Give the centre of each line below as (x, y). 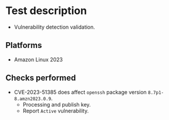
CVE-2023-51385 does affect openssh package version (80, 92)
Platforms (24, 45)
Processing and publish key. (57, 104)
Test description (46, 11)
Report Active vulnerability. (56, 111)
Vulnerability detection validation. (54, 27)
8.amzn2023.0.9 (33, 99)
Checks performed (41, 78)
